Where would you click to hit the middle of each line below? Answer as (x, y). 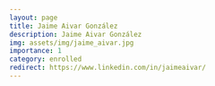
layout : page (34, 17)
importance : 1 (36, 51)
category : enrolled (46, 59)
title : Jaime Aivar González (64, 26)
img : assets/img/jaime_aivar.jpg (72, 43)
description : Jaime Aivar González (76, 34)
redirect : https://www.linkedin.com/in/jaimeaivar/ (107, 68)
